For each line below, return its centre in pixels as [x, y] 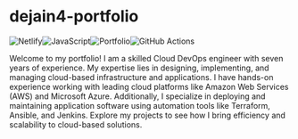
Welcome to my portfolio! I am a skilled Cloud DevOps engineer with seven [146, 58]
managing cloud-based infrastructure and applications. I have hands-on [141, 77]
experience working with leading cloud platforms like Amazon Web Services [149, 86]
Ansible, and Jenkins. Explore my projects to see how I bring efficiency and [147, 115]
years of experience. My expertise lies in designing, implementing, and [139, 68]
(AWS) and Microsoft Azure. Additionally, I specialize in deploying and [137, 96]
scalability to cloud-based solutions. [76, 124]
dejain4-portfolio [74, 16]
